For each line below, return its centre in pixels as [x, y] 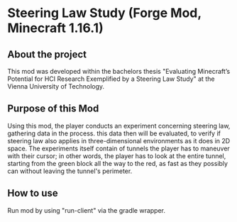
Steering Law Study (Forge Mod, [104, 13]
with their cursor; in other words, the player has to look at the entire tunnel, [117, 156]
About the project [47, 54]
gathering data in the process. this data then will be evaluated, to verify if [114, 133]
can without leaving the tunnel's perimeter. [70, 171]
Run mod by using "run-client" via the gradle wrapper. [86, 210]
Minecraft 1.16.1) [56, 28]
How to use [33, 193]
